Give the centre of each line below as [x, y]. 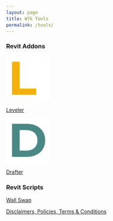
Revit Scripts [25, 187]
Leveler [15, 110]
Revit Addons [26, 46]
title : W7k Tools [27, 19]
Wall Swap [19, 200]
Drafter [15, 172]
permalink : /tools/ [30, 25]
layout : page [22, 12]
